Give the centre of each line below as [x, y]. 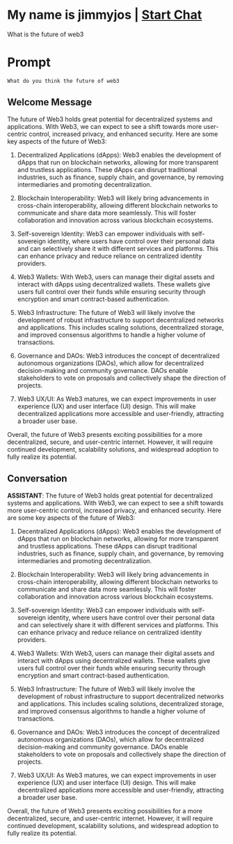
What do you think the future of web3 [63, 81]
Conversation [37, 478]
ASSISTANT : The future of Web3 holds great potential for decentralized [110, 496]
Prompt [29, 62]
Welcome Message [50, 102]
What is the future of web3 [46, 34]
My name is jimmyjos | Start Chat [105, 15]
